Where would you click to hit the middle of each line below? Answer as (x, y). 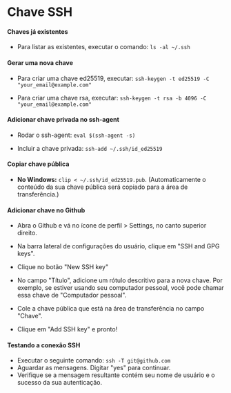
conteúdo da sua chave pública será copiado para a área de (102, 187)
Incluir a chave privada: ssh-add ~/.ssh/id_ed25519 (90, 148)
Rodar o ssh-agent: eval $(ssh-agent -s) (76, 135)
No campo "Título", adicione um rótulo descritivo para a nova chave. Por (120, 280)
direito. (27, 233)
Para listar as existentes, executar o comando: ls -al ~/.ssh (104, 47)
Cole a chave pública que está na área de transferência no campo (111, 309)
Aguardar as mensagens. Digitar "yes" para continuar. (94, 368)
